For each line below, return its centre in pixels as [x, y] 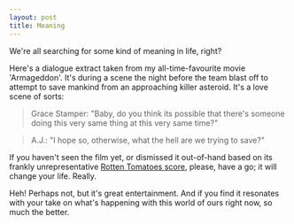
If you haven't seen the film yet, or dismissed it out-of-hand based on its [141, 157]
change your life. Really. [53, 176]
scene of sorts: [37, 96]
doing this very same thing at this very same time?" [124, 123]
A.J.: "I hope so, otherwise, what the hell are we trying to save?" [148, 140]
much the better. [39, 212]
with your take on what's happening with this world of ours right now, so [141, 202]
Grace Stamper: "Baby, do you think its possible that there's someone [158, 113]
